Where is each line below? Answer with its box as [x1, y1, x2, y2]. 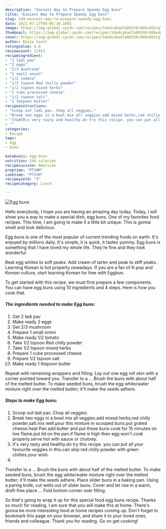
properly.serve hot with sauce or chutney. [12, 436, 98, 442]
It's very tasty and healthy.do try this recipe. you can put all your [12, 441, 144, 447]
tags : [5, 136, 16, 141]
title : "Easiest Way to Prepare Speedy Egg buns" [5, 12, 110, 17]
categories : [5, 126, 30, 131]
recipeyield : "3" [5, 177, 41, 182]
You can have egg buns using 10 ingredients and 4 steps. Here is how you [5, 285, 156, 290]
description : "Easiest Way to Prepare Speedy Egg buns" [5, 7, 123, 12]
